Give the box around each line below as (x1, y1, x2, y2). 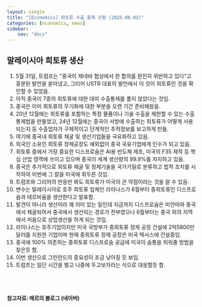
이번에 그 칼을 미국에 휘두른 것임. (31, 170, 109, 178)
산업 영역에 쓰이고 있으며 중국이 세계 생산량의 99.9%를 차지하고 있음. (22, 155, 185, 163)
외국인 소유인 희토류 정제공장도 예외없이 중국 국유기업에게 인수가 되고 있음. (15, 140, 192, 147)
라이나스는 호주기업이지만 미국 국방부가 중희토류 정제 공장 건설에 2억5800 (15, 223, 190, 230)
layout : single (7, 8, 45, 15)
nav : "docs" (17, 31, 48, 37)
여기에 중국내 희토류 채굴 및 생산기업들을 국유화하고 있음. (15, 132, 150, 140)
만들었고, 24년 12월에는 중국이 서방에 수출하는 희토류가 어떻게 (36, 117, 183, 124)
